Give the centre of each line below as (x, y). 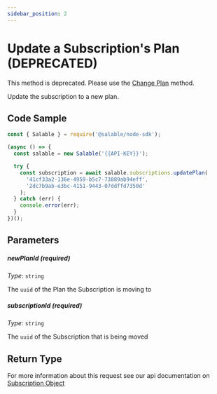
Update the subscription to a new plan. (63, 96)
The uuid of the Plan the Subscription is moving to (79, 290)
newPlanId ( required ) (39, 258)
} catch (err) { (37, 199)
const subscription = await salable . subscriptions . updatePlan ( (114, 172)
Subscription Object (36, 383)
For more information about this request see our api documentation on (108, 376)
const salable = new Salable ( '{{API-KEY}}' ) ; (81, 154)
